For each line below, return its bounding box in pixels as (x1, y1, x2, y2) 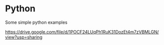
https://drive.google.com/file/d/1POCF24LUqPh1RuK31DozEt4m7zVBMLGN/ (5, 29, 159, 35)
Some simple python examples (5, 19, 67, 25)
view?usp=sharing (5, 34, 43, 40)
